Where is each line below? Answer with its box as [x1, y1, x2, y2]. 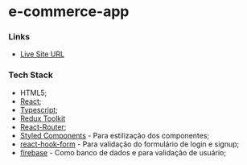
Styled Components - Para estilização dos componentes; [19, 130, 210, 140]
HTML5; [19, 88, 47, 97]
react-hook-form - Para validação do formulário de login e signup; [19, 139, 240, 149]
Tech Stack [8, 69, 54, 80]
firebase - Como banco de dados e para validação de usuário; [19, 147, 227, 157]
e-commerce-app [8, 2, 130, 21]
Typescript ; [19, 105, 59, 114]
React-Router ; [19, 122, 67, 131]
